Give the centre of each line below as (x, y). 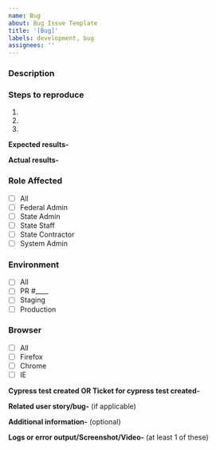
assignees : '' (32, 46)
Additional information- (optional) (65, 422)
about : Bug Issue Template (53, 23)
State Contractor (47, 234)
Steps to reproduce (46, 94)
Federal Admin (44, 207)
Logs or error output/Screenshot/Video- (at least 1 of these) (108, 437)
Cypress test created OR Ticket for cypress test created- (104, 391)
